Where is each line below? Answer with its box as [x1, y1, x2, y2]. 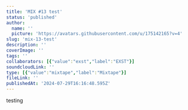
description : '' [6, 42, 47, 48]
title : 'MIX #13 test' [6, 8, 63, 15]
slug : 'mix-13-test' [6, 36, 58, 42]
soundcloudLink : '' [6, 64, 55, 70]
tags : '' [6, 53, 28, 59]
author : [6, 20, 26, 26]
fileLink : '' [6, 75, 39, 81]
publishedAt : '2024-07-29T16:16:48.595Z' [6, 81, 111, 87]
